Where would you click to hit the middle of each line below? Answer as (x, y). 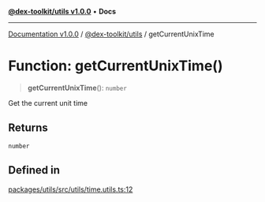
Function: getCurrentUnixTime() (116, 66)
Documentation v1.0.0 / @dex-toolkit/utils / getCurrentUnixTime (111, 34)
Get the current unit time (48, 103)
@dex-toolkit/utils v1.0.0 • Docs (62, 11)
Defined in (34, 170)
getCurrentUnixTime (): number (77, 88)
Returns (28, 128)
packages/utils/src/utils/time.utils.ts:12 (71, 189)
